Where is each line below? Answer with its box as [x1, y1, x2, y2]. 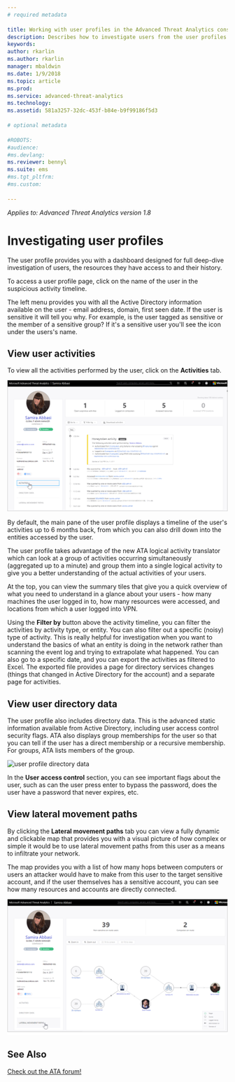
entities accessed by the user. [7, 533, 94, 542]
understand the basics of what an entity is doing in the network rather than [7, 640, 223, 649]
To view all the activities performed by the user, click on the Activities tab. [7, 366, 222, 375]
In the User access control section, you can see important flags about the [7, 773, 221, 781]
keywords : [7, 41, 36, 48]
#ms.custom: [7, 181, 42, 188]
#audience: [7, 144, 39, 151]
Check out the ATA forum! [7, 1067, 82, 1076]
